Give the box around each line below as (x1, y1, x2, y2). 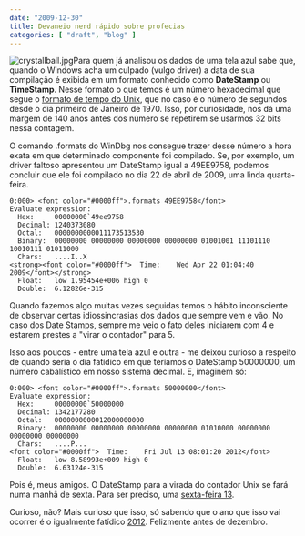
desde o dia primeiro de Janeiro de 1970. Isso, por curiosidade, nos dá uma (9, 104, 292, 115)
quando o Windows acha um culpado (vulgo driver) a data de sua (9, 65, 255, 76)
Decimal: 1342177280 (17, 408, 96, 417)
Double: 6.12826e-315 (17, 284, 104, 294)
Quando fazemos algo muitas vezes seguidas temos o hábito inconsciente (9, 300, 289, 311)
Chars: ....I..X (17, 252, 88, 262)
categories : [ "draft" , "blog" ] (9, 30, 137, 39)
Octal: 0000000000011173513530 (17, 228, 145, 238)
